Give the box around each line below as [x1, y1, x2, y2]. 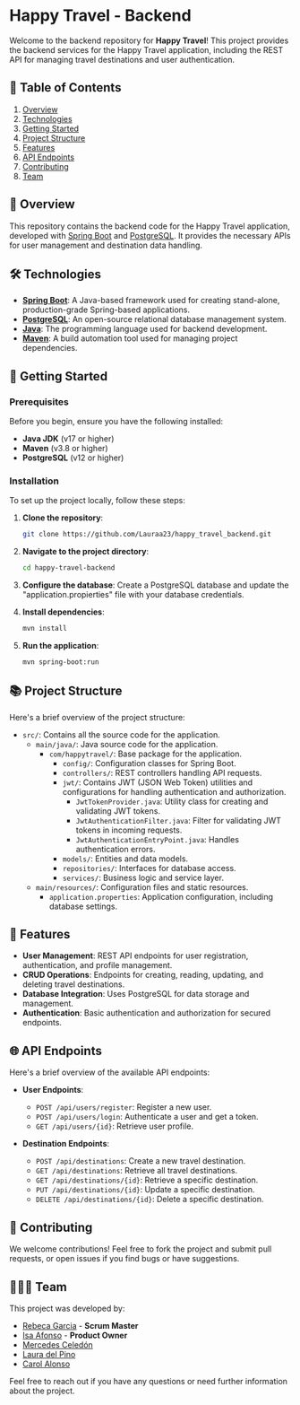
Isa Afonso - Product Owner [21, 1330, 128, 1340]
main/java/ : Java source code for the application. [35, 738, 219, 749]
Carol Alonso [21, 1358, 71, 1369]
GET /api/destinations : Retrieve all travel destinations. [35, 1165, 238, 1176]
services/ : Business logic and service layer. [62, 872, 224, 883]
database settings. [48, 901, 118, 912]
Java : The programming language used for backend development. [21, 324, 268, 335]
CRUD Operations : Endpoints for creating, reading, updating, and [21, 970, 264, 981]
